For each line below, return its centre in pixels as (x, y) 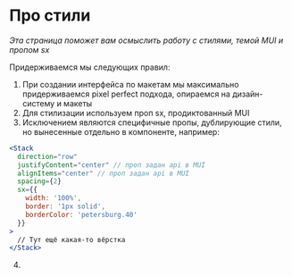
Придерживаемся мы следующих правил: (90, 67)
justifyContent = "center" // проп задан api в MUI (111, 165)
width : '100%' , (54, 198)
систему (38, 103)
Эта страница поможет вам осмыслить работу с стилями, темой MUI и (146, 40)
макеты (78, 103)
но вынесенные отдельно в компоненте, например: (121, 131)
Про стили (50, 16)
